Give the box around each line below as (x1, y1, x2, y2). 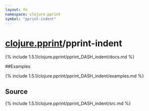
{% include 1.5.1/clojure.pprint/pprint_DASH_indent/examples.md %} (5, 73, 145, 79)
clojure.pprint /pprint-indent (5, 37, 122, 49)
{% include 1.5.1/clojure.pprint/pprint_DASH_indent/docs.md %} (5, 54, 135, 60)
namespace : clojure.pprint (5, 12, 61, 17)
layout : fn (5, 7, 28, 12)
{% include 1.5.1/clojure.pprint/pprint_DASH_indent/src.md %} (5, 101, 131, 107)
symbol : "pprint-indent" (5, 16, 56, 21)
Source (5, 87, 28, 96)
